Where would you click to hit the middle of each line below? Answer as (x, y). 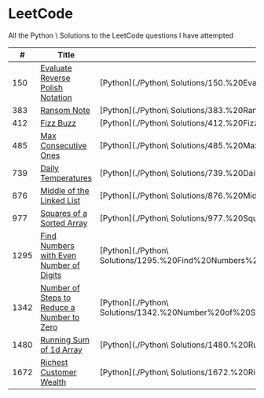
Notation (56, 97)
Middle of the (65, 191)
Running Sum (65, 340)
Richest (54, 362)
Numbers (57, 246)
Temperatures (66, 177)
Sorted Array (64, 223)
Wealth (53, 382)
